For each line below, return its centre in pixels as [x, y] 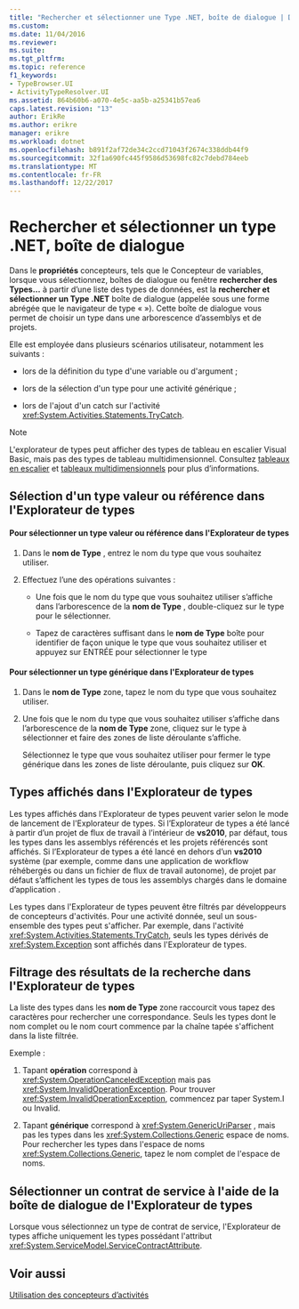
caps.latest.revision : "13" [61, 109]
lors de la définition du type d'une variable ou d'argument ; [130, 371]
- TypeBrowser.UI [41, 84]
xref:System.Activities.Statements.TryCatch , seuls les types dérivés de [139, 934]
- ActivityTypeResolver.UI [59, 92]
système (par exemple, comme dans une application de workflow [129, 861]
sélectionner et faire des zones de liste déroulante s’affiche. [132, 737]
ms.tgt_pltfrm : [37, 59]
